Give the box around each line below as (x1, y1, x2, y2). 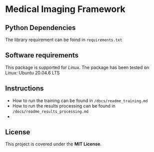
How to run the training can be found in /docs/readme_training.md (12, 97, 148, 103)
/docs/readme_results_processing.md (12, 109, 89, 114)
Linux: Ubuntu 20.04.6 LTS (5, 69, 60, 75)
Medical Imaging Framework (5, 3, 126, 15)
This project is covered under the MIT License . (5, 141, 102, 147)
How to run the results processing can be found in (12, 102, 116, 108)
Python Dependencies (5, 23, 76, 32)
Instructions (5, 84, 44, 93)
